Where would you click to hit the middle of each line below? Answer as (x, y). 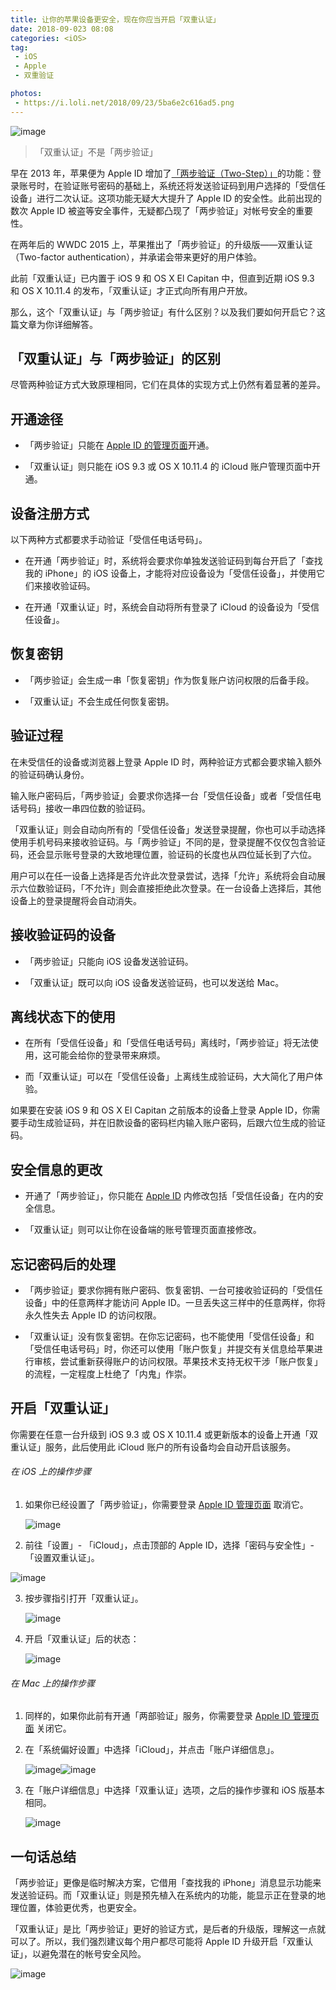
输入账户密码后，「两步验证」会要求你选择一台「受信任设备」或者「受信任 (161, 795)
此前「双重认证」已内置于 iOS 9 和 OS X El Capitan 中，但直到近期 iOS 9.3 (162, 278)
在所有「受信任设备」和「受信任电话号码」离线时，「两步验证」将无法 (167, 1043)
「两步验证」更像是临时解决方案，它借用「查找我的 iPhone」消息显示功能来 (166, 1882)
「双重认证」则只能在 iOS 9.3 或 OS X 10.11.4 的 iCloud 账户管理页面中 (168, 467)
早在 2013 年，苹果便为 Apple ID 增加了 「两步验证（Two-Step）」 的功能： (161, 173)
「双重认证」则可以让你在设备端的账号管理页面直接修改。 (143, 1230)
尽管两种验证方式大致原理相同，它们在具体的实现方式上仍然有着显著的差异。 (168, 385)
